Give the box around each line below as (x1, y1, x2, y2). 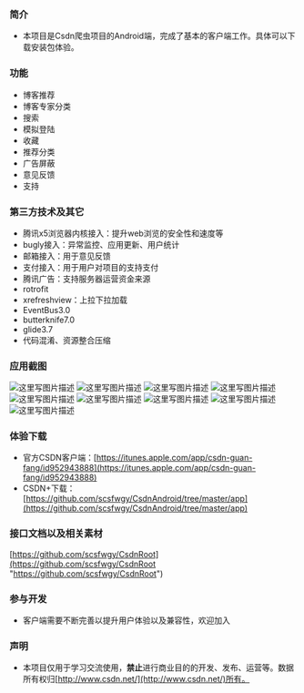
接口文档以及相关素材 (9, 527, 103, 540)
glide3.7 (22, 323, 53, 334)
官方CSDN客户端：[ (22, 453, 97, 464)
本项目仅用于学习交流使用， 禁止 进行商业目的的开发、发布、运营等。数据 (22, 662, 294, 673)
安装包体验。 (30, 42, 79, 53)
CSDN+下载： (22, 483, 76, 494)
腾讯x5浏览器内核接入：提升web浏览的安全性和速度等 (22, 228, 224, 239)
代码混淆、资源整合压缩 (22, 334, 111, 345)
